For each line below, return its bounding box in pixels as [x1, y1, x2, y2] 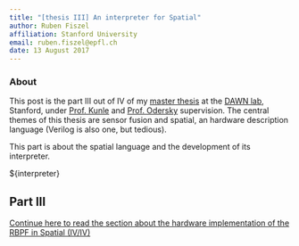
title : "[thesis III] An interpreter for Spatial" [9, 12, 202, 22]
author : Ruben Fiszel [9, 21, 90, 30]
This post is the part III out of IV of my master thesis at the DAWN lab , [9, 95, 265, 107]
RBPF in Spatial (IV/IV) [9, 227, 91, 238]
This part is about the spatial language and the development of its [9, 142, 252, 152]
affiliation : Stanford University [9, 29, 138, 38]
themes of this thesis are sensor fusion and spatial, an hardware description [9, 115, 288, 126]
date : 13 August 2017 [9, 46, 90, 55]
